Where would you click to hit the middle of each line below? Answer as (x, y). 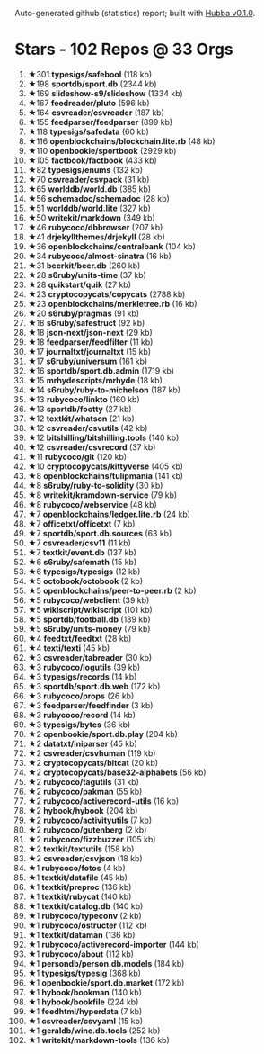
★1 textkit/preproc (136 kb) (79, 887)
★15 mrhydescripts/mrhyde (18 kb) (95, 380)
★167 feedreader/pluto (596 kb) (89, 103)
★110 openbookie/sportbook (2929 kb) (102, 150)
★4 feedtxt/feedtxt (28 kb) (79, 638)
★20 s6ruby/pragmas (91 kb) (84, 313)
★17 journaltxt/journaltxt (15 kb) (89, 351)
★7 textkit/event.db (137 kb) (82, 552)
